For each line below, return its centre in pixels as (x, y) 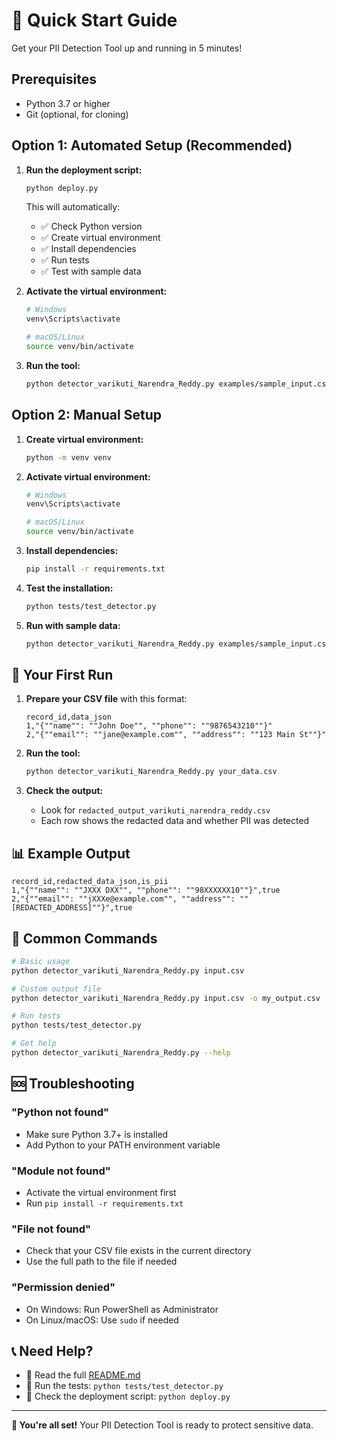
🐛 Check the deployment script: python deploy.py (128, 1396)
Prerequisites (54, 79)
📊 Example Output (71, 853)
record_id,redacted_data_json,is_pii (90, 882)
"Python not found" (60, 1112)
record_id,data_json (68, 717)
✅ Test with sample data (91, 271)
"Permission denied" (63, 1287)
